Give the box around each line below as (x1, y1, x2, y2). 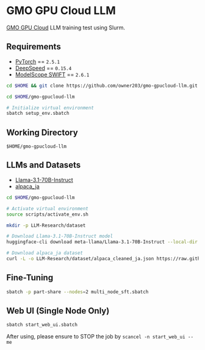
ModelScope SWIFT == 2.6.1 (15, 71, 90, 78)
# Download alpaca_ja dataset (6, 250, 84, 257)
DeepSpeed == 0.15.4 (15, 64, 72, 71)
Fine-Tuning (6, 272, 54, 283)
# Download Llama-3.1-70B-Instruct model (6, 233, 113, 239)
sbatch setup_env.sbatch (6, 111, 70, 117)
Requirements (6, 42, 61, 52)
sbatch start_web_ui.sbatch (6, 322, 78, 328)
